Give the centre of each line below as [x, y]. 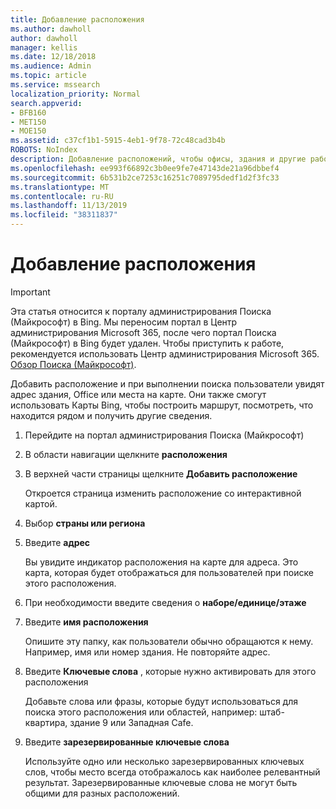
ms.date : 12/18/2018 [53, 57]
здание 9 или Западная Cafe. [131, 722]
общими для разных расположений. [102, 793]
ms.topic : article [48, 76]
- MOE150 [28, 131]
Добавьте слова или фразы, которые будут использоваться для [161, 701]
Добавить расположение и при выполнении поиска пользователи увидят [167, 383]
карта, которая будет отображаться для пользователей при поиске [169, 572]
